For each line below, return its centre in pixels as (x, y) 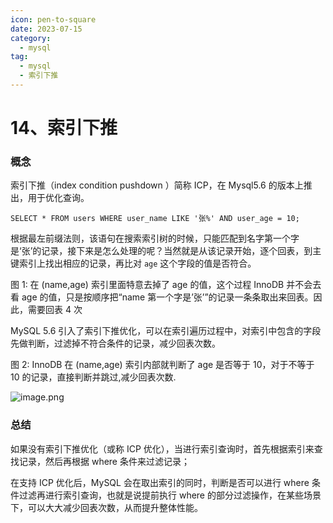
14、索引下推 (64, 128)
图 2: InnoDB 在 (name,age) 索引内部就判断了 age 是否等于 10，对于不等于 (162, 365)
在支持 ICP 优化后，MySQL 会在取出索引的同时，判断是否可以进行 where (160, 482)
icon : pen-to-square (53, 19)
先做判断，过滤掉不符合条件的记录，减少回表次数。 (115, 343)
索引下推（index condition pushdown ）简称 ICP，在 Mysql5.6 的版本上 (157, 185)
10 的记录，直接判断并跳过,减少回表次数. (93, 377)
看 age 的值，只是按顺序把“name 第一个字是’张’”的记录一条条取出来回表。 (162, 297)
